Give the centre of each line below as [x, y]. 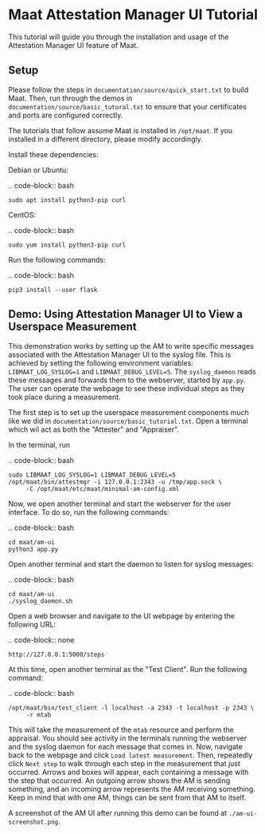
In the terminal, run [39, 445]
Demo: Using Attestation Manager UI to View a [125, 314]
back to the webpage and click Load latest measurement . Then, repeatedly [131, 755]
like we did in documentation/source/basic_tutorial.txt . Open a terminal [128, 421]
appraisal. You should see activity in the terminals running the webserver [128, 738]
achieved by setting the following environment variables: [101, 363]
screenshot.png [33, 822]
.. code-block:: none [41, 639]
